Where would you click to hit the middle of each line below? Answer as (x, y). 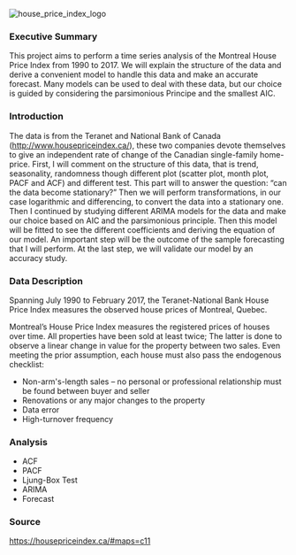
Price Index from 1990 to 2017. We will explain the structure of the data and (145, 66)
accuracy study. (38, 258)
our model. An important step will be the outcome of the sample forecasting (147, 239)
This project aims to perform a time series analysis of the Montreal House (143, 56)
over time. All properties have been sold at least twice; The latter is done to (146, 335)
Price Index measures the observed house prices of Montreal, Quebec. (138, 309)
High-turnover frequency (67, 419)
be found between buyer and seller (86, 390)
